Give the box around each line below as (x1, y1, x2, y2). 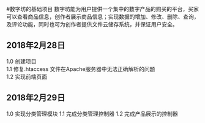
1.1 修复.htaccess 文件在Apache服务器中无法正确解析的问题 (6, 65, 155, 72)
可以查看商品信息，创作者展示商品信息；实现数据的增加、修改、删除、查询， (6, 13, 199, 20)
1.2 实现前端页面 (6, 73, 48, 80)
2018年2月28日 (6, 40, 65, 51)
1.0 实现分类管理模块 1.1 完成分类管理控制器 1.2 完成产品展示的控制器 (6, 110, 179, 117)
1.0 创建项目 (6, 58, 37, 65)
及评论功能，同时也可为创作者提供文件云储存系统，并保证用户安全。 (6, 21, 178, 28)
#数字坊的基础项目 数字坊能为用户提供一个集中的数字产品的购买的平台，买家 (6, 6, 199, 12)
